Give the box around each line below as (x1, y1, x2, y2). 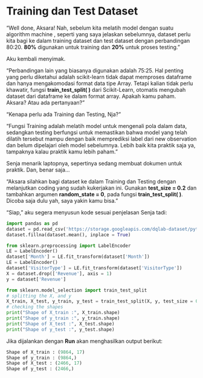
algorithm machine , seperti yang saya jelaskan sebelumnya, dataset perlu (6, 30, 191, 37)
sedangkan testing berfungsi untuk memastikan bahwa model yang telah (6, 129, 187, 136)
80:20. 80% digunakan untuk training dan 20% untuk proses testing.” (6, 43, 180, 51)
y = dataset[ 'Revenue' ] (6, 276, 66, 282)
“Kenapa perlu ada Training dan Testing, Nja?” (6, 111, 121, 118)
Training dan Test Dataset (6, 4, 138, 18)
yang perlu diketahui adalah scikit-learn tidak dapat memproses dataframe (6, 73, 192, 80)
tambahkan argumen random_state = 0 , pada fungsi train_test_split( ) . (6, 190, 183, 197)
